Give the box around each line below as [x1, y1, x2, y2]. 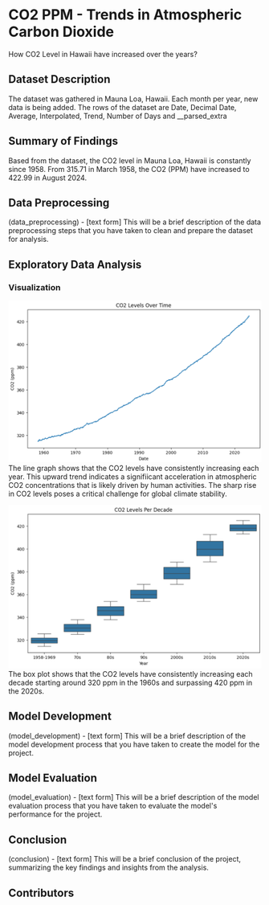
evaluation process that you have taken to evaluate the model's [8, 801, 218, 811]
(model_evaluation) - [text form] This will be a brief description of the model [8, 792, 259, 802]
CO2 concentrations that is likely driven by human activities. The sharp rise [8, 481, 257, 490]
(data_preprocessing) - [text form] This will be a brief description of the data [8, 217, 262, 227]
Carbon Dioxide [8, 23, 115, 41]
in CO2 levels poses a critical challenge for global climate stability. [8, 489, 227, 499]
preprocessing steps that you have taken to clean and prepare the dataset [8, 226, 253, 235]
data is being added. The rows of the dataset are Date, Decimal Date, [8, 102, 237, 112]
